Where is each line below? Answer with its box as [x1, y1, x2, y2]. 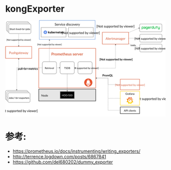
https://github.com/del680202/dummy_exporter [12, 159, 113, 165]
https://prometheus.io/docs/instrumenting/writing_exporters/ [12, 148, 141, 154]
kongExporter [5, 3, 65, 15]
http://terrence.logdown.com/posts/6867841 [12, 154, 106, 160]
